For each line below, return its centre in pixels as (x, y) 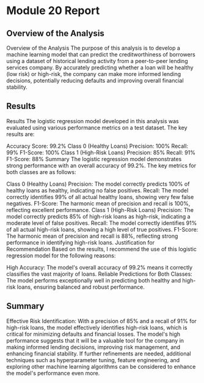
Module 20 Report (53, 11)
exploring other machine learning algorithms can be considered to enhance (101, 366)
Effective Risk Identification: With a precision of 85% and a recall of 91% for (101, 321)
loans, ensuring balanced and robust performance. (81, 287)
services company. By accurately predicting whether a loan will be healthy (100, 67)
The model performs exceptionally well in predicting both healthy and (94, 280)
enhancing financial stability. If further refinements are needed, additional (99, 354)
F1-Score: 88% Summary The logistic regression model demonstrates (94, 159)
